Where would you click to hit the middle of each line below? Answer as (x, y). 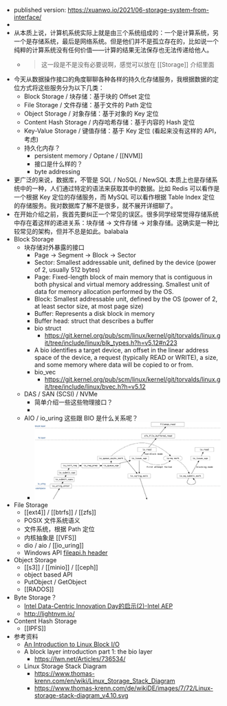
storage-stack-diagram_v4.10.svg (81, 696)
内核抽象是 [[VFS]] (50, 538)
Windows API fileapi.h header (66, 553)
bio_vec (45, 372)
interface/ (28, 17)
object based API (48, 575)
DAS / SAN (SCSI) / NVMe (61, 394)
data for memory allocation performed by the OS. (104, 291)
